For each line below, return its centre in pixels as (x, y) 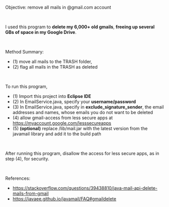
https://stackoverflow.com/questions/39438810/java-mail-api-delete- (85, 188)
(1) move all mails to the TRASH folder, (52, 62)
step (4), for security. (27, 159)
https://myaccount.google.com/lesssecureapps (62, 123)
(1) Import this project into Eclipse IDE (52, 96)
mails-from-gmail (31, 193)
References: (18, 178)
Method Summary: (24, 52)
